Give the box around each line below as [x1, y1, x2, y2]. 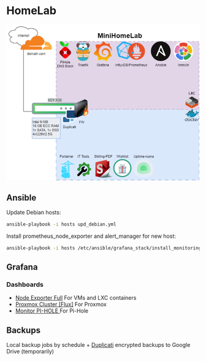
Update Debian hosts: [6, 208, 61, 216]
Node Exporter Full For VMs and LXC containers [15, 294, 137, 302]
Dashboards [6, 280, 44, 289]
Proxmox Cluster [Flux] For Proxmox [15, 301, 107, 308]
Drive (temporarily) [6, 348, 54, 355]
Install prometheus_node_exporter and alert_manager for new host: [6, 232, 176, 240]
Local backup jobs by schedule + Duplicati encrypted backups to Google [6, 341, 191, 349]
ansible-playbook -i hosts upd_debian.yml [6, 221, 116, 227]
